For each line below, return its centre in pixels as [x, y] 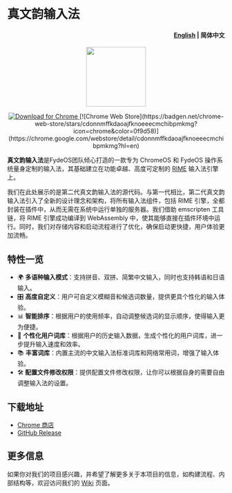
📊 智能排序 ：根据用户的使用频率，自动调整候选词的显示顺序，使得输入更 [121, 316]
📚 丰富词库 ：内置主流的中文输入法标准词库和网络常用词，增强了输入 [115, 353]
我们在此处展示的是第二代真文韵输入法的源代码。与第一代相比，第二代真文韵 [116, 192]
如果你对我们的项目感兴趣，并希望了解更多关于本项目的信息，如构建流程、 [113, 474]
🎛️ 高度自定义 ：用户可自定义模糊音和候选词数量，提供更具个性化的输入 [118, 297]
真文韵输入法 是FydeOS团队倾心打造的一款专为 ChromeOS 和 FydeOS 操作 [112, 160]
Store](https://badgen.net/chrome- [174, 117]
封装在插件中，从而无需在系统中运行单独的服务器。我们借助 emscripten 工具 [116, 210]
